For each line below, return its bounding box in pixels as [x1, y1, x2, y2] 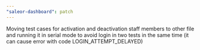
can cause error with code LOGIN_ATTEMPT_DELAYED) [6, 37, 143, 45]
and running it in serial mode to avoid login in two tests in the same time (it [6, 31, 189, 39]
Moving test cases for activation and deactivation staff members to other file [6, 25, 195, 32]
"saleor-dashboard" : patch [6, 8, 73, 15]
